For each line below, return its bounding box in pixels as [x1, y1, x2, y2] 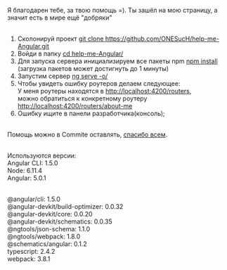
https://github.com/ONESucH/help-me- [105, 34, 220, 43]
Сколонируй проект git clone [17, 34, 104, 43]
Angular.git [17, 42, 49, 50]
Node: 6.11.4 [7, 167, 43, 174]
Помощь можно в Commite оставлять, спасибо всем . [7, 130, 168, 139]
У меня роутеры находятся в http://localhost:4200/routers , [17, 87, 192, 95]
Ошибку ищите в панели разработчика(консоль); [17, 109, 165, 117]
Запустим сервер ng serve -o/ [17, 72, 108, 80]
